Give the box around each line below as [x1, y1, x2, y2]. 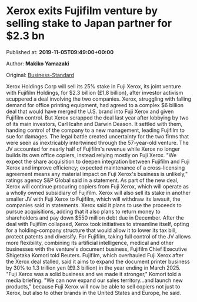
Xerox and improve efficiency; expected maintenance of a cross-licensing [6, 164, 185, 171]
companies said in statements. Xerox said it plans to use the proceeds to [6, 201, 182, 208]
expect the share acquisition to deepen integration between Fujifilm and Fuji [6, 158, 190, 165]
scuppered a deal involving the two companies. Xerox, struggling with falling [6, 95, 192, 102]
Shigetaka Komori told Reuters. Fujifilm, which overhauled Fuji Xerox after [6, 251, 184, 258]
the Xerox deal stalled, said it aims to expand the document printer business [6, 258, 190, 265]
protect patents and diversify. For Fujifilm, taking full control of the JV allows [6, 233, 191, 240]
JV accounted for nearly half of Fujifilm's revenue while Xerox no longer [6, 145, 181, 152]
